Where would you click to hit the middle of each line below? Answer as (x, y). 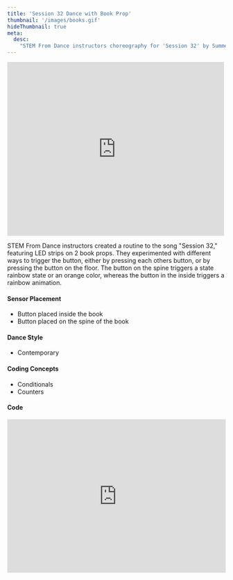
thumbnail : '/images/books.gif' (54, 20)
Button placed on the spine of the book (73, 321)
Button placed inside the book (60, 314)
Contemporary (38, 353)
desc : (21, 40)
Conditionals (35, 384)
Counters (31, 392)
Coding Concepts (33, 369)
